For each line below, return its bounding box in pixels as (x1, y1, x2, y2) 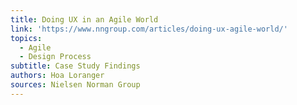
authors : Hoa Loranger (10, 71, 105, 81)
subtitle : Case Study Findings (10, 61, 141, 71)
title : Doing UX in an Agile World (10, 14, 159, 25)
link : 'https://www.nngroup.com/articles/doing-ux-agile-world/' (10, 24, 288, 34)
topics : (10, 33, 43, 43)
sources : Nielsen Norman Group (10, 80, 141, 90)
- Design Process (19, 52, 92, 62)
